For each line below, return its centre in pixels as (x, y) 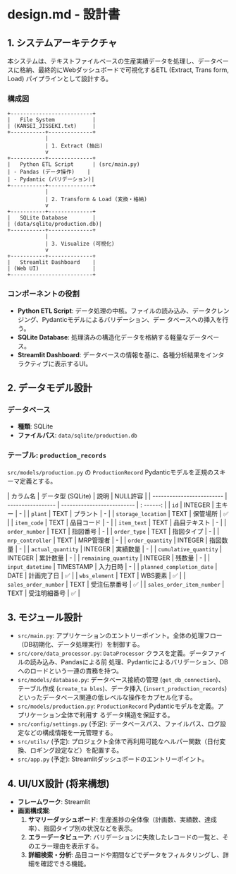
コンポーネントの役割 (43, 294)
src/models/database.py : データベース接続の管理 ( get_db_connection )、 (121, 680)
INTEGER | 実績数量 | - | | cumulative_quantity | (153, 549)
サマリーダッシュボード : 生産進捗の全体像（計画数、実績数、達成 (122, 820)
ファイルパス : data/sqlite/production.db (77, 436)
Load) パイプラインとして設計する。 (60, 79)
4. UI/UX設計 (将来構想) (58, 783)
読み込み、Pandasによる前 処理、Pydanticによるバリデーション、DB (129, 662)
